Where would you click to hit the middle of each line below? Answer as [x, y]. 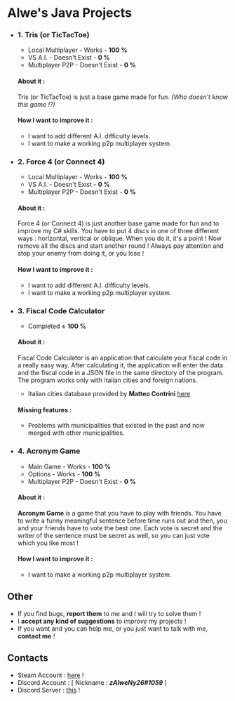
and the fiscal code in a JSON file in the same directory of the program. [121, 373]
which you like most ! [48, 543]
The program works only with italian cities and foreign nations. [107, 380]
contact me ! [36, 636]
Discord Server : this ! [49, 690]
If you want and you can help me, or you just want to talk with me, [113, 628]
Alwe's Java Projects [69, 13]
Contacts [28, 658]
